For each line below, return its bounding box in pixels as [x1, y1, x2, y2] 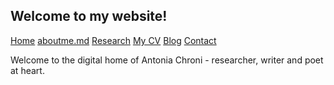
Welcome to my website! [10, 8, 168, 25]
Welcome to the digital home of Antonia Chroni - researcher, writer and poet [10, 54, 324, 66]
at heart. [10, 64, 45, 76]
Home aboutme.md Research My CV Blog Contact [10, 34, 217, 46]
